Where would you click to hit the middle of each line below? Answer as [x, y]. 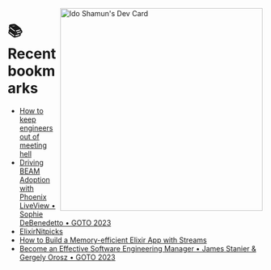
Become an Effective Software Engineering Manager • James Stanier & [138, 248]
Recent [32, 54]
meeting [33, 145]
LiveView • [37, 205]
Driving [31, 162]
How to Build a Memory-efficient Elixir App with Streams [113, 240]
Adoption [34, 179]
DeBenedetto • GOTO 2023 [65, 222]
